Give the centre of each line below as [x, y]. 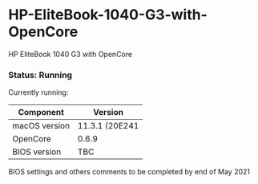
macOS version [41, 126]
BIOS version [37, 152]
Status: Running [40, 75]
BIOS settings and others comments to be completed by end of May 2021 [129, 172]
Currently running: [38, 92]
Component [41, 112]
